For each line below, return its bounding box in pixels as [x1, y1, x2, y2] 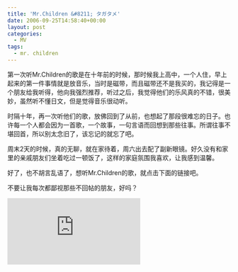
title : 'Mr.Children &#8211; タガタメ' [7, 10, 120, 18]
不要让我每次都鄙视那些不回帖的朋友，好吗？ [7, 183, 138, 192]
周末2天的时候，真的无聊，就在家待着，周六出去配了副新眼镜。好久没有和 [7, 144, 222, 153]
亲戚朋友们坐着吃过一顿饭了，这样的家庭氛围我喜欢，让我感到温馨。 [19, 153, 218, 161]
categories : [7, 30, 42, 38]
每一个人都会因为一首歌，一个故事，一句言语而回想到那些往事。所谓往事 [13, 120, 225, 129]
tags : [7, 43, 23, 50]
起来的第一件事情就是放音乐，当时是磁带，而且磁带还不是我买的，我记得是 [7, 79, 225, 87]
